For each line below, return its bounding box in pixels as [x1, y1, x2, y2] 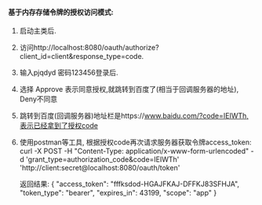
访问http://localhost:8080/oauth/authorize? [19, 43, 159, 53]
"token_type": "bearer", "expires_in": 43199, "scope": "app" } [19, 189, 217, 198]
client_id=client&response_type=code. [19, 52, 144, 61]
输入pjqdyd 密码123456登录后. [19, 68, 119, 78]
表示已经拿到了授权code [19, 121, 98, 130]
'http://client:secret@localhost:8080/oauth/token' [19, 163, 180, 173]
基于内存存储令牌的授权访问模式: [8, 7, 114, 16]
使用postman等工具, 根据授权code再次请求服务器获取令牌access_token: [19, 137, 253, 147]
